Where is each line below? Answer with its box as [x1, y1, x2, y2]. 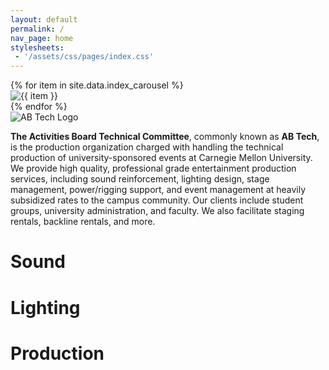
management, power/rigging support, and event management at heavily [10, 184, 307, 196]
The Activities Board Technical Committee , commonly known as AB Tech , [10, 131, 320, 143]
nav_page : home [10, 33, 74, 43]
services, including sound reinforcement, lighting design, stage [10, 173, 270, 185]
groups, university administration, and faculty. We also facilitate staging [10, 205, 305, 217]
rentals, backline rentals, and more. [10, 216, 156, 228]
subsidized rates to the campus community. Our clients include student [10, 194, 304, 206]
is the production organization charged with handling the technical [10, 141, 284, 153]
